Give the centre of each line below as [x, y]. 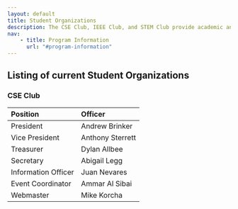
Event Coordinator [41, 183]
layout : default [31, 14]
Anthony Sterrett [109, 137]
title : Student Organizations [52, 21]
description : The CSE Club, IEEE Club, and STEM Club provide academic [115, 27]
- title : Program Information [65, 40]
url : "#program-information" [69, 47]
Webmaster [30, 195]
